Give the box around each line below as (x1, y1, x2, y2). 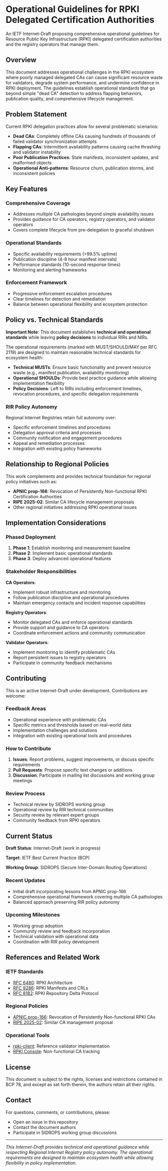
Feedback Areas (5, 705, 46, 712)
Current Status (5, 832, 53, 840)
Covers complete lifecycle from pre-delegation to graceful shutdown (12, 227, 154, 233)
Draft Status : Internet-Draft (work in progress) (5, 845, 101, 851)
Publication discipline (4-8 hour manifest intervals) (12, 256, 117, 262)
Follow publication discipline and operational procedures (12, 594, 129, 600)
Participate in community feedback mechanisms (12, 660, 112, 666)
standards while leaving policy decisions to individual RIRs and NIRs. (5, 334, 149, 340)
